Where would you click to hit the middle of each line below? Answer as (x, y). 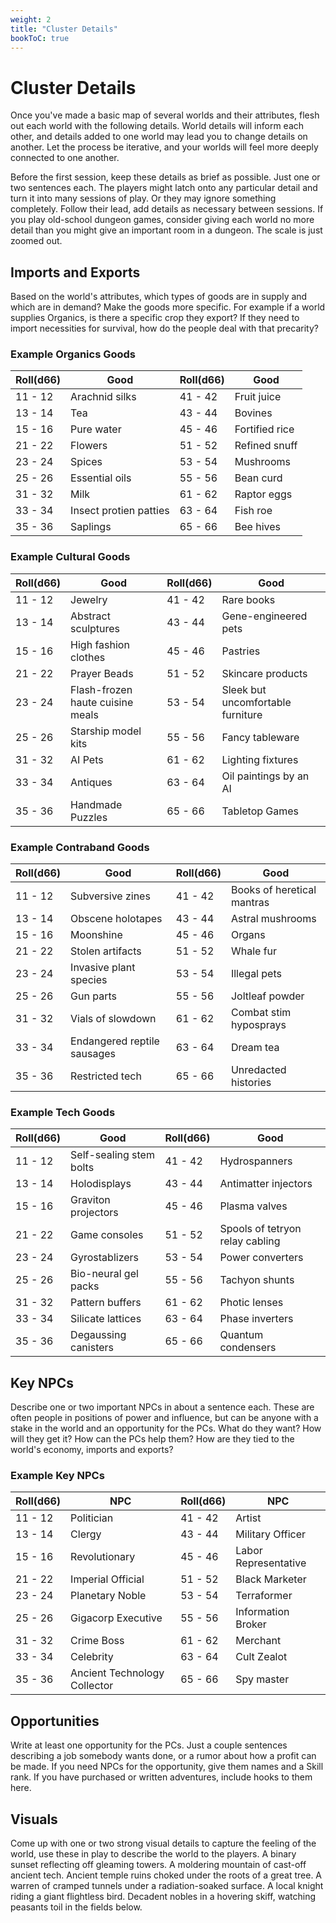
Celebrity (92, 1657)
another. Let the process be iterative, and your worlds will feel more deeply (164, 147)
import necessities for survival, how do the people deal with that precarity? (164, 328)
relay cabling (250, 1241)
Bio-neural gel (104, 1274)
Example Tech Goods (63, 1112)
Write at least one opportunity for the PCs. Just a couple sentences (149, 1745)
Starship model (106, 731)
